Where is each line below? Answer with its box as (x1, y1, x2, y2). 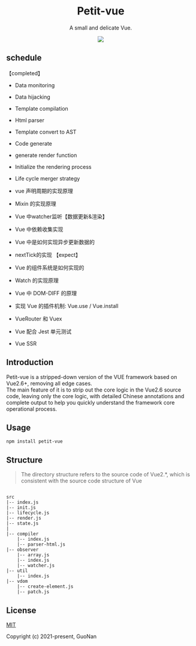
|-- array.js (17, 552, 50, 558)
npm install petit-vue (6, 438, 63, 445)
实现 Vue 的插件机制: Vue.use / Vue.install (14, 302, 119, 309)
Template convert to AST (14, 128, 77, 135)
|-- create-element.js (17, 583, 74, 590)
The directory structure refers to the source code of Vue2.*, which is (20, 471, 191, 478)
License (6, 605, 37, 615)
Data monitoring (14, 81, 55, 88)
